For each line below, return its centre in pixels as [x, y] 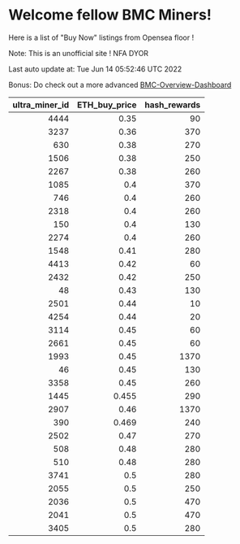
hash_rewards [173, 105]
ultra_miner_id [41, 105]
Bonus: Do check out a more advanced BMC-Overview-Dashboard [120, 85]
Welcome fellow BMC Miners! [110, 15]
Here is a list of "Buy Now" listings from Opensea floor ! [101, 37]
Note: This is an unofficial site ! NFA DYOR [78, 53]
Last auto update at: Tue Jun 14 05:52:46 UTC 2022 [95, 69]
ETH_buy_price [107, 105]
